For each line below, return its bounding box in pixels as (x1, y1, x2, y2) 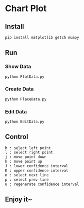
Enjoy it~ (5, 195, 33, 203)
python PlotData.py (5, 74, 45, 79)
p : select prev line (5, 177, 49, 182)
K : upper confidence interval (5, 168, 68, 173)
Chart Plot (5, 3, 47, 14)
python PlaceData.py (5, 97, 47, 102)
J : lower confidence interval (5, 164, 68, 169)
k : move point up (5, 159, 42, 164)
